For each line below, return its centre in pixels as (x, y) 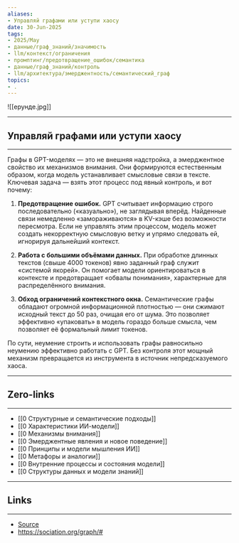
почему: (20, 190)
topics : (19, 80)
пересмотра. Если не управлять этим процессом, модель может (117, 226)
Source (28, 524)
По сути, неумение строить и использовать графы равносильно (105, 343)
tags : (15, 34)
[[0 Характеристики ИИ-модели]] (68, 426)
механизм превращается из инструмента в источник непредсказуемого (118, 358)
